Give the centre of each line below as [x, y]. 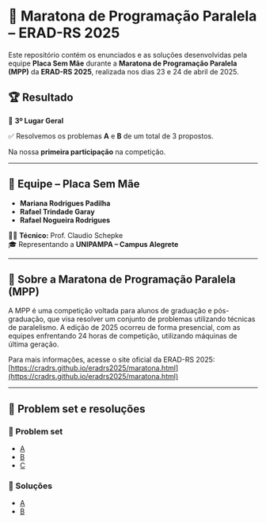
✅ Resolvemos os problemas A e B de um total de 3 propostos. [111, 136]
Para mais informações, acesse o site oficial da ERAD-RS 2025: [112, 360]
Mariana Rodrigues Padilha [65, 203]
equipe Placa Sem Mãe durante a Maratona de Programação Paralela [123, 63]
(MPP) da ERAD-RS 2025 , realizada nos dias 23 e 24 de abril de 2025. [123, 71]
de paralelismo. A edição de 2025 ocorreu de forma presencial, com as [124, 328]
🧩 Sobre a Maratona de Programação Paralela [122, 279]
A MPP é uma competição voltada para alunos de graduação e [110, 311]
